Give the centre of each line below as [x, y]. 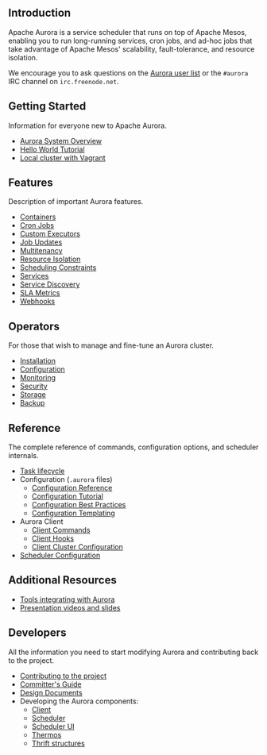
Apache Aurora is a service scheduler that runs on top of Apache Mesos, [128, 32]
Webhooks [37, 302]
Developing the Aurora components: [79, 701]
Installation [38, 361]
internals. [23, 456]
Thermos [46, 734]
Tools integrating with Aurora [67, 599]
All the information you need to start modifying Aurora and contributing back [133, 652]
